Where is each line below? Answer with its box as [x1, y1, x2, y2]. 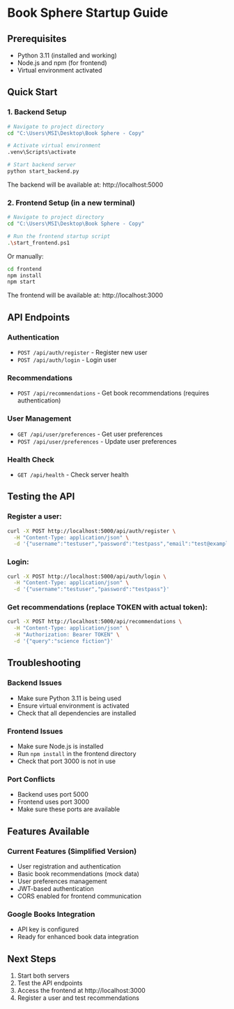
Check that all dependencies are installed [17, 709, 136, 717]
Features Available [7, 825, 90, 837]
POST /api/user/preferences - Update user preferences [17, 437, 177, 445]
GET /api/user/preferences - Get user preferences [17, 430, 163, 438]
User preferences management [17, 877, 107, 885]
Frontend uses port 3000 [17, 798, 90, 806]
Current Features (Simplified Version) [7, 846, 137, 856]
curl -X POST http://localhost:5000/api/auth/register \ [7, 528, 176, 535]
